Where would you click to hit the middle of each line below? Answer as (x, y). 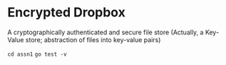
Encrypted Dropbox (67, 12)
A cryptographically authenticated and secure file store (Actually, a (106, 32)
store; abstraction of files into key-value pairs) (93, 39)
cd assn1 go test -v (37, 54)
